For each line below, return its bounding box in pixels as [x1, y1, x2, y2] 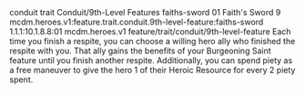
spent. [9, 74, 34, 85]
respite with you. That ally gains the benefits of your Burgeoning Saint [9, 45, 271, 56]
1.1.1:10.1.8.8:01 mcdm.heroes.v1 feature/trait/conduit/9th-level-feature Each [9, 26, 291, 37]
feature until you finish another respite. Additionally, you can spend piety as [9, 55, 293, 65]
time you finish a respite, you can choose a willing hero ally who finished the [9, 36, 296, 46]
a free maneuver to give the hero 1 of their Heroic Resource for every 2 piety [9, 65, 296, 75]
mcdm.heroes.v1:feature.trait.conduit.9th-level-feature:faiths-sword [9, 16, 264, 27]
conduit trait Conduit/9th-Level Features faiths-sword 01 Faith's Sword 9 [9, 7, 281, 17]
